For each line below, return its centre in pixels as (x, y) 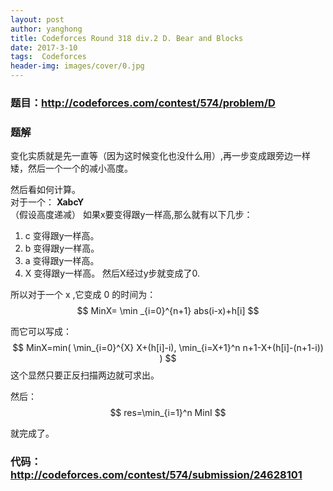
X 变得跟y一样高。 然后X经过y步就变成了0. (112, 273)
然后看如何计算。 (45, 190)
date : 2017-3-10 (44, 47)
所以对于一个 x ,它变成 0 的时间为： (83, 295)
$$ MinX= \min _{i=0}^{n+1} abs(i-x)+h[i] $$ (168, 311)
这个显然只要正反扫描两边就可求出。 (85, 375)
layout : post (37, 19)
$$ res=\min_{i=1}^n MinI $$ (168, 413)
